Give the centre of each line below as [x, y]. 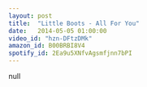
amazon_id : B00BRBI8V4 [47, 46]
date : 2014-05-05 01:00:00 [58, 31]
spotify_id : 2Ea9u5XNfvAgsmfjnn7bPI [70, 53]
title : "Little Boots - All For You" [74, 23]
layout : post [30, 16]
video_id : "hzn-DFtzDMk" [50, 38]
